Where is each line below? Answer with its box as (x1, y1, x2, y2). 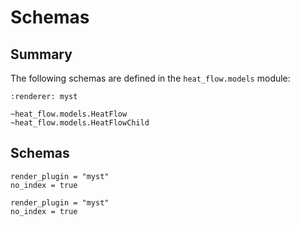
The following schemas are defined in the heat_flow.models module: (10, 72, 291, 84)
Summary (10, 46, 73, 63)
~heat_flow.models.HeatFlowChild (10, 118, 150, 128)
